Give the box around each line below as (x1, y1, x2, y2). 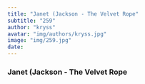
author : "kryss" (7, 23, 56, 31)
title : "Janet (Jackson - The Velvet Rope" (7, 10, 139, 18)
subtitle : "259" (7, 17, 56, 24)
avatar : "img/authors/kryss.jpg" (7, 30, 107, 38)
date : (7, 43, 24, 51)
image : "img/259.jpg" (7, 37, 72, 44)
